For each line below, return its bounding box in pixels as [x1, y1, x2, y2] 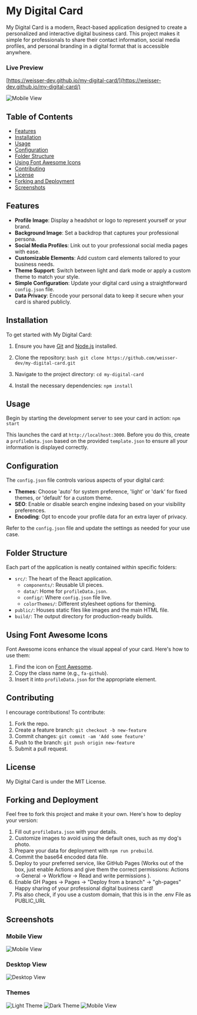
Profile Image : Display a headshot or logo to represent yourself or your [14, 217, 187, 224]
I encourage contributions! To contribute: [6, 709, 106, 716]
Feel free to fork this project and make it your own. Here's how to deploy [6, 811, 182, 818]
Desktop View [6, 960, 47, 968]
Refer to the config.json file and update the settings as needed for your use [6, 524, 191, 532]
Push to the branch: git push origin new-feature [14, 739, 135, 746]
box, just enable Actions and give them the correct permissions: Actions [14, 866, 189, 873]
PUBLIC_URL [14, 897, 46, 905]
